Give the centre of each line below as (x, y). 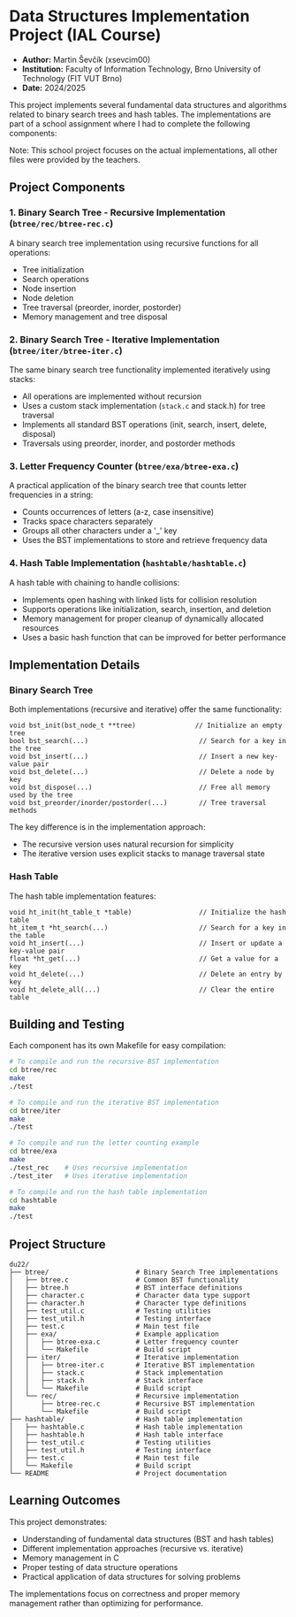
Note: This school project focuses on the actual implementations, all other (144, 150)
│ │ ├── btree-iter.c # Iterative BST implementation (132, 1365)
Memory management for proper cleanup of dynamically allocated (143, 618)
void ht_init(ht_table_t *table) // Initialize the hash (148, 912)
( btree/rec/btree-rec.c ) (61, 224)
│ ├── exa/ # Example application (114, 1334)
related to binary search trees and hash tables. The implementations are (140, 114)
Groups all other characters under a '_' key (99, 531)
